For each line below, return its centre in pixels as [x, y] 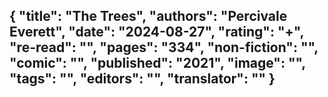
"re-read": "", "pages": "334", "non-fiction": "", [164, 47]
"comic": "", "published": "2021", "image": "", [157, 63]
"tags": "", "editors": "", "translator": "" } [142, 79]
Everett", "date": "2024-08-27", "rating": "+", [156, 32]
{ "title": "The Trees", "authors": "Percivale [148, 16]
